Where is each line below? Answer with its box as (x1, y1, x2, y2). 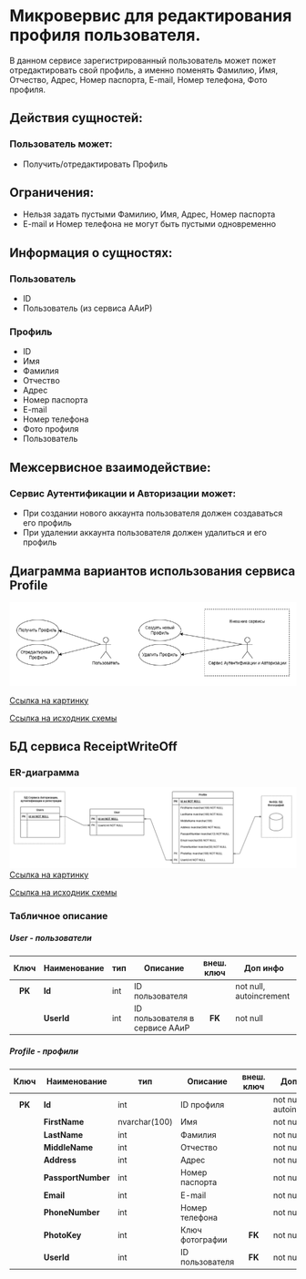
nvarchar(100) (117, 1117, 173, 1128)
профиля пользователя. (9, 25, 201, 46)
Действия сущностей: (9, 110, 143, 126)
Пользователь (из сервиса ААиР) (22, 302, 153, 314)
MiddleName (43, 1141, 94, 1152)
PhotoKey (43, 1229, 82, 1240)
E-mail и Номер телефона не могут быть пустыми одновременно (22, 219, 276, 230)
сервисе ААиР (133, 1022, 190, 1033)
